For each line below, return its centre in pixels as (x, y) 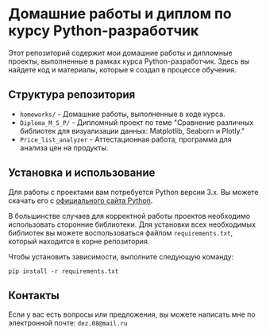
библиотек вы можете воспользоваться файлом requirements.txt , (120, 232)
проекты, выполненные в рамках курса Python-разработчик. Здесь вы (129, 61)
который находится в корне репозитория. (79, 241)
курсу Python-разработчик (104, 31)
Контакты (34, 295)
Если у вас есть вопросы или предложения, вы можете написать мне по (132, 314)
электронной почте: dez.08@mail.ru (68, 323)
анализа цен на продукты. (64, 147)
